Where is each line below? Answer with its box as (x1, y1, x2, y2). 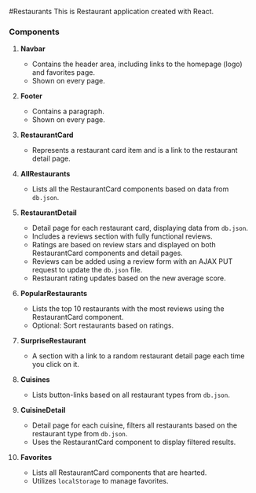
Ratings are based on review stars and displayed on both (31, 240, 217, 250)
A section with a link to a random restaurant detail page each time (31, 351, 245, 361)
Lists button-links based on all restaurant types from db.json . (31, 390, 230, 400)
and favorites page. (31, 68, 95, 77)
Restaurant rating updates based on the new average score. (31, 273, 226, 283)
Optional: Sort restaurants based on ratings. (31, 321, 174, 330)
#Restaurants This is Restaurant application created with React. (9, 7, 214, 16)
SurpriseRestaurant (20, 336, 86, 346)
